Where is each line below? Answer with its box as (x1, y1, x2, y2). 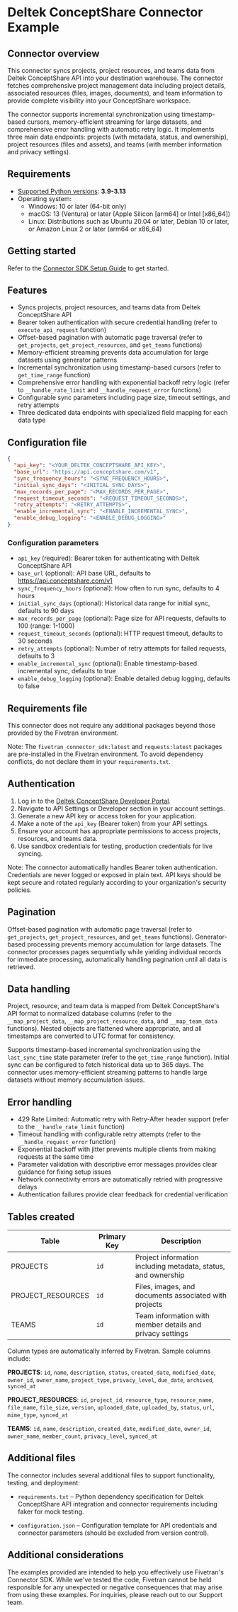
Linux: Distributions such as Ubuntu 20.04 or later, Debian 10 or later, (28, 217, 229, 225)
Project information (135, 1252, 200, 1262)
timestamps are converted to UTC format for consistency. (7, 1031, 176, 1041)
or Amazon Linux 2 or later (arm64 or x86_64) (28, 224, 162, 233)
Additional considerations (7, 1549, 124, 1561)
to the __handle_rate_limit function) (17, 1123, 125, 1131)
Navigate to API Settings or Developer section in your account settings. (17, 804, 225, 813)
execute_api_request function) (17, 326, 107, 334)
